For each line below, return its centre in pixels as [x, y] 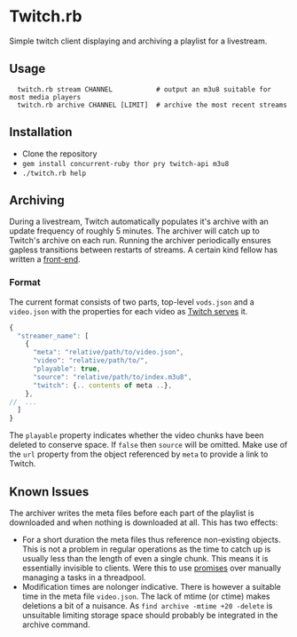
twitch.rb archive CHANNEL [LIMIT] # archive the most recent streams [152, 105]
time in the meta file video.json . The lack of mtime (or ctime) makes [146, 596]
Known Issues [49, 492]
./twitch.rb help [54, 173]
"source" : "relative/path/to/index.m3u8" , [112, 377]
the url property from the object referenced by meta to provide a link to [139, 454]
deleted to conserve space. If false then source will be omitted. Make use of [148, 445]
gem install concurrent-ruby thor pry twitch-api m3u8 [125, 163]
